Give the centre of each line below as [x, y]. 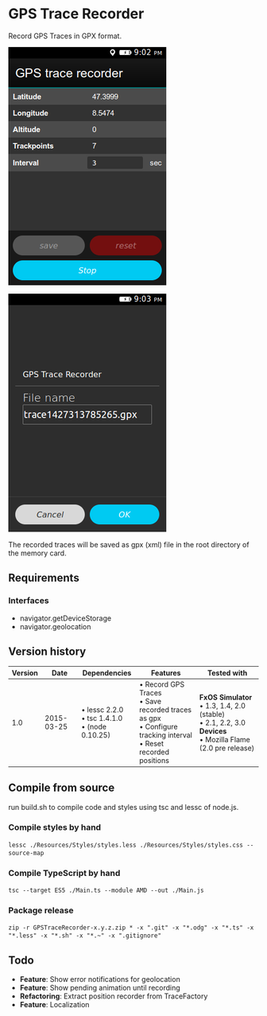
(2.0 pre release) [227, 748]
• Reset [151, 744]
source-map [26, 853]
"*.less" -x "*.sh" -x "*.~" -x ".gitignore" [85, 936]
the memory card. [37, 553]
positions [154, 761]
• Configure [158, 727]
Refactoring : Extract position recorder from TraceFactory [114, 996]
